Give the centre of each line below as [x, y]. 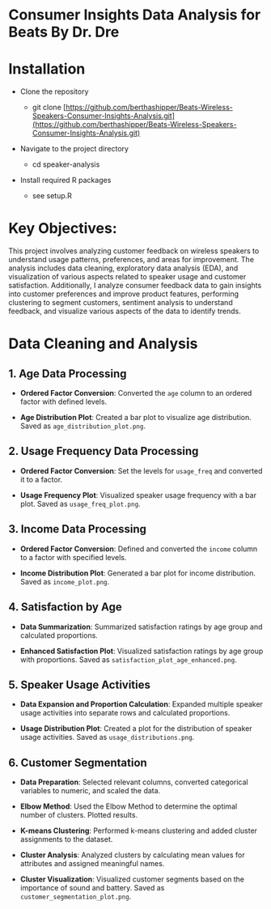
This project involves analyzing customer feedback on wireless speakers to [134, 251]
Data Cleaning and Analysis [103, 344]
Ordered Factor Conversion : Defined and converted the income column [139, 549]
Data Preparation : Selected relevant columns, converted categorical [134, 782]
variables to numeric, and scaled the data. [90, 791]
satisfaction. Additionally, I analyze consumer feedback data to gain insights [135, 286]
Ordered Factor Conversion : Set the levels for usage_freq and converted [141, 470]
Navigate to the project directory [74, 149]
